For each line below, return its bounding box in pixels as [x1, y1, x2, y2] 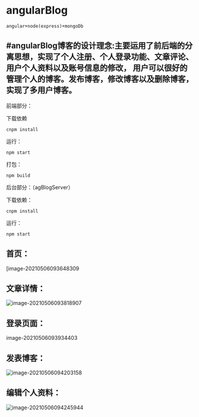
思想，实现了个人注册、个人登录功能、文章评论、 [14, 52, 194, 62]
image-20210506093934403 [6, 335, 78, 342]
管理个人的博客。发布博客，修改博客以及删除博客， [6, 74, 194, 84]
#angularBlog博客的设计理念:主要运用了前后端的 [6, 41, 185, 51]
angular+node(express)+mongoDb [6, 23, 84, 29]
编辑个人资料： [6, 388, 61, 398]
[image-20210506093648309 [6, 265, 80, 272]
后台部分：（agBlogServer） [6, 183, 74, 190]
